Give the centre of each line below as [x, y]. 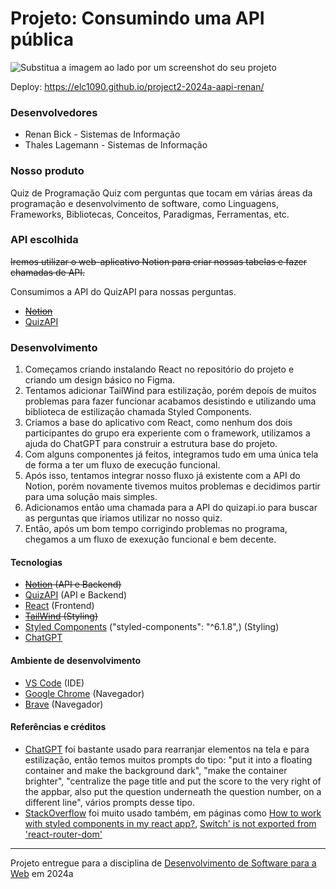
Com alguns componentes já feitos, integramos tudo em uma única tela [171, 454]
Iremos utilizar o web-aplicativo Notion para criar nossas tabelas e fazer [158, 261]
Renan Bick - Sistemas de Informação [102, 134]
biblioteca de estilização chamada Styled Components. [138, 412]
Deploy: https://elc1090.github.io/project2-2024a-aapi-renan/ [137, 86]
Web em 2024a [42, 873]
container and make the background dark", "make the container [156, 770]
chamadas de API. [48, 272]
